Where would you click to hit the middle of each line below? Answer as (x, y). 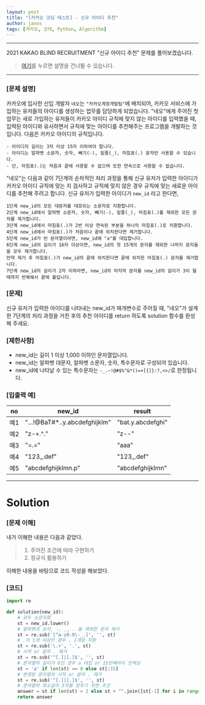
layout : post (23, 12)
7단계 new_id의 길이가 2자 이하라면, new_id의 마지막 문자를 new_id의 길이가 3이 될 (102, 271)
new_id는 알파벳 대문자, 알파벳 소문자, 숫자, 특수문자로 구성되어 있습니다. (102, 363)
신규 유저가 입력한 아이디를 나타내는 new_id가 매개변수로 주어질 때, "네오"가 (97, 308)
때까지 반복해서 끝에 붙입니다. (39, 277)
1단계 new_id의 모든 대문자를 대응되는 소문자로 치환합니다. (71, 206)
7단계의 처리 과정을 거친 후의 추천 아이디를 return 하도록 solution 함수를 (98, 315)
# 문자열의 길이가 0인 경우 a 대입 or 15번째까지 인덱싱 (79, 663)
